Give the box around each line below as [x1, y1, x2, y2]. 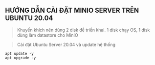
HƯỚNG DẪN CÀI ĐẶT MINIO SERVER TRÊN [5, 6, 139, 15]
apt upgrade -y [5, 55, 36, 60]
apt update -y [5, 51, 34, 56]
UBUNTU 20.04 [5, 14, 53, 22]
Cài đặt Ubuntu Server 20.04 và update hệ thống [17, 42, 116, 47]
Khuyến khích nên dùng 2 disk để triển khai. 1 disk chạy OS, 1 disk [17, 27, 150, 33]
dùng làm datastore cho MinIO [17, 32, 78, 38]
